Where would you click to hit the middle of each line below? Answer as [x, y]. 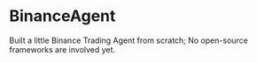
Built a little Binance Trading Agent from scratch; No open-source [128, 40]
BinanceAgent [62, 16]
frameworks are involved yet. [62, 49]
